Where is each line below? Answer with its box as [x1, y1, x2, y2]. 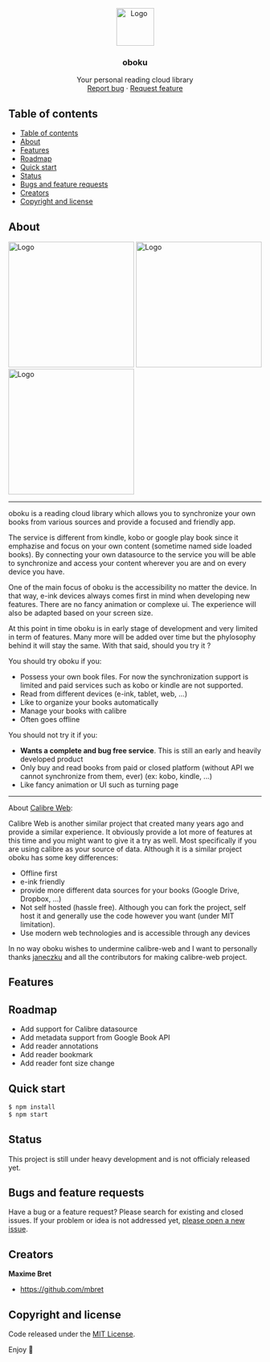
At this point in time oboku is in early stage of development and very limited [8, 623, 259, 633]
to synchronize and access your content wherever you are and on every [8, 558, 247, 568]
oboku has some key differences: [8, 852, 119, 862]
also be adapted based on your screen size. [8, 608, 153, 617]
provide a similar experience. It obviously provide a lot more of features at [8, 827, 253, 836]
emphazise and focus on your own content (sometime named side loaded [8, 541, 252, 551]
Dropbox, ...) [19, 893, 62, 904]
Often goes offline [19, 714, 80, 724]
